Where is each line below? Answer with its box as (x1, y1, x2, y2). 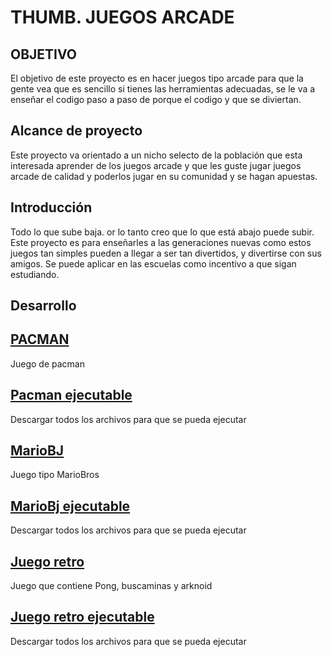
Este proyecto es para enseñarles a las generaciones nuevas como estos (10, 236, 312, 248)
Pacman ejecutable (10, 387, 133, 404)
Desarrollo (10, 297, 77, 315)
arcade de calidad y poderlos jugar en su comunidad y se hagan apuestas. (10, 170, 318, 182)
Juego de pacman (10, 357, 85, 370)
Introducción (10, 199, 93, 216)
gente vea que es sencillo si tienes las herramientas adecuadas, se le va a (10, 83, 316, 95)
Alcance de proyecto (10, 122, 143, 140)
